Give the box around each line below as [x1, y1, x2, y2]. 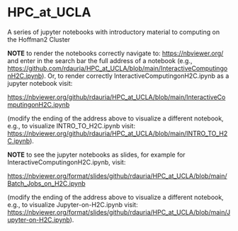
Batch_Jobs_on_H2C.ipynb [7, 179, 86, 188]
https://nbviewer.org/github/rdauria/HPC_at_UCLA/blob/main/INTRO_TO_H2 [7, 129, 228, 137]
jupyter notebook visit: [7, 79, 73, 87]
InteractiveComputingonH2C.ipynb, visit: [7, 157, 126, 167]
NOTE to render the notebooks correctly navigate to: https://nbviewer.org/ [7, 49, 224, 57]
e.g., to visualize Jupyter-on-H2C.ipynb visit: [7, 200, 138, 209]
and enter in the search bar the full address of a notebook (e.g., [7, 56, 193, 64]
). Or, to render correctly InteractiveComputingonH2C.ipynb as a [41, 72, 229, 80]
